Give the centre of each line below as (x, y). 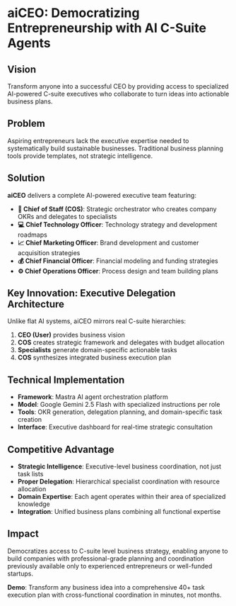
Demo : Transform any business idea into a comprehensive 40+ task (106, 587)
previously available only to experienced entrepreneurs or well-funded (110, 566)
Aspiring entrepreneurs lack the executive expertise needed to (98, 140)
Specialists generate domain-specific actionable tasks (97, 350)
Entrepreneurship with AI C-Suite (107, 28)
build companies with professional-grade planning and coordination (106, 559)
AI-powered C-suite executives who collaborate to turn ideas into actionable (118, 94)
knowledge (34, 504)
